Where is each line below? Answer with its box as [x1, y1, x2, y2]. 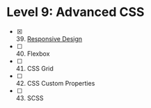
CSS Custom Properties [26, 79, 95, 87]
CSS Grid [26, 64, 54, 72]
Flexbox [26, 49, 50, 58]
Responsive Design [26, 34, 83, 43]
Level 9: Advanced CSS [6, 4, 145, 20]
